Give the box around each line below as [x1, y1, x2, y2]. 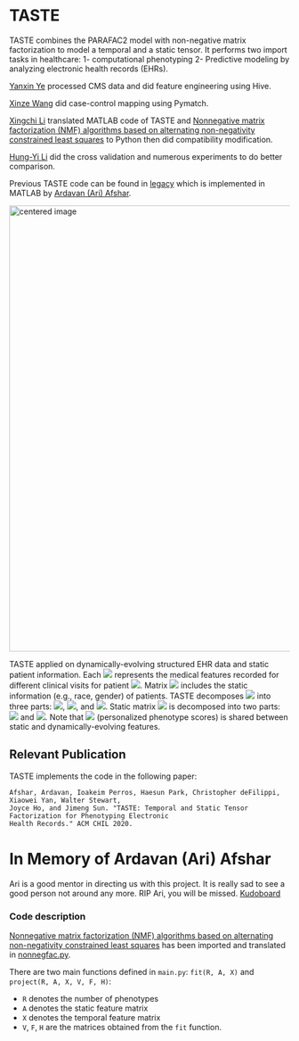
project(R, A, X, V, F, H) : [9, 976, 112, 987]
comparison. [9, 161, 56, 171]
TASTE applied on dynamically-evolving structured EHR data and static [9, 658, 270, 669]
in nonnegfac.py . [9, 949, 71, 960]
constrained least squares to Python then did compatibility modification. [9, 134, 273, 145]
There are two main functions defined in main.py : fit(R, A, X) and [9, 966, 255, 977]
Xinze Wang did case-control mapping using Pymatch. [9, 97, 209, 108]
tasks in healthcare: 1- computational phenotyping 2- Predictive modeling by [9, 54, 290, 64]
